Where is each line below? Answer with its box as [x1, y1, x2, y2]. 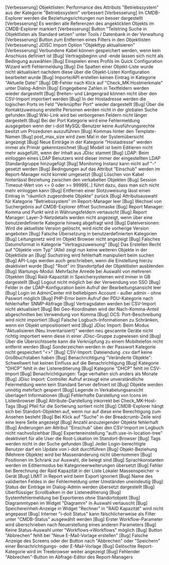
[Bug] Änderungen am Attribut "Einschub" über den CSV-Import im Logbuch [5, 425, 164, 431]
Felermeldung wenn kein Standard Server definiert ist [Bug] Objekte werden [5, 381, 163, 387]
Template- [135, 128, 156, 134]
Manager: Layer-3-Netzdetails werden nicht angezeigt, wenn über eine [5, 215, 153, 220]
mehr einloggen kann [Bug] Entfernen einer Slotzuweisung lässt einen [5, 188, 150, 193]
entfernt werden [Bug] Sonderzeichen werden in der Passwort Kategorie [5, 344, 156, 349]
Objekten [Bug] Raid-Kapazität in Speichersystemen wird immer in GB [5, 274, 150, 279]
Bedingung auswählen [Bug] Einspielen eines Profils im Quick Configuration [5, 58, 163, 64]
